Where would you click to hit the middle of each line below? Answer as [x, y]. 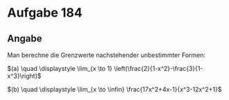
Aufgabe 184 [45, 13]
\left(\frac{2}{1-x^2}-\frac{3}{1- [158, 68]
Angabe [25, 39]
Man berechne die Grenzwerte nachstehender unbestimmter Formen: [107, 55]
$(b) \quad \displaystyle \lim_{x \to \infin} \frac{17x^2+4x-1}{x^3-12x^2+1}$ [114, 89]
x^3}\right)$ [24, 76]
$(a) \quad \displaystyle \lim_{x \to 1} [60, 68]
